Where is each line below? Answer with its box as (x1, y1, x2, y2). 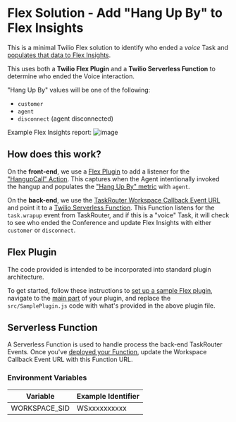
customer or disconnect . (7, 226, 76, 234)
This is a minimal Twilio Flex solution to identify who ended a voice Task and (7, 43, 229, 52)
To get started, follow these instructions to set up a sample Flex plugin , (7, 286, 213, 294)
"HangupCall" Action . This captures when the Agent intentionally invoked (7, 174, 220, 183)
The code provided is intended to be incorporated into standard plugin (7, 265, 211, 273)
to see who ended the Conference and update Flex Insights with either (7, 218, 212, 227)
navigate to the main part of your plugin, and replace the (7, 294, 171, 302)
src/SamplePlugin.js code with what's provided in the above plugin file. (7, 301, 216, 310)
